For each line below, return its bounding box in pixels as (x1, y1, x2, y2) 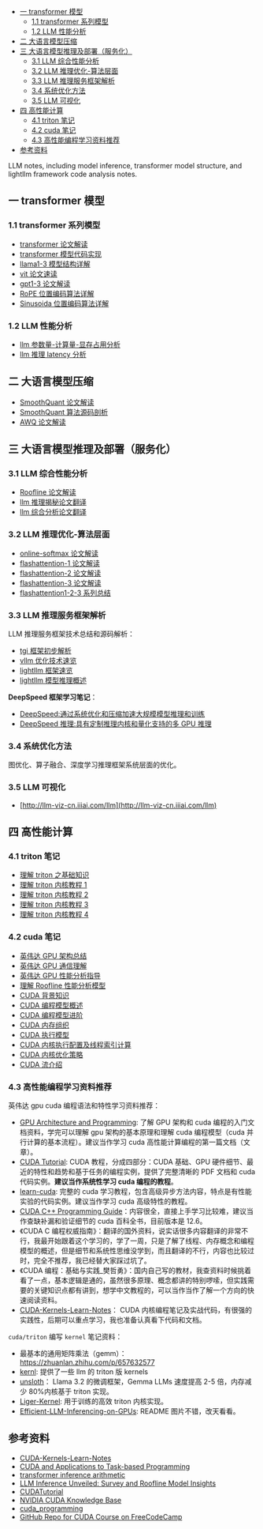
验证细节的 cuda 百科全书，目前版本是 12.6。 (61, 1216, 207, 1226)
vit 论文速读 (19, 269, 57, 278)
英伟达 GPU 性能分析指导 (19, 970, 101, 980)
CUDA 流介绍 (19, 1060, 63, 1069)
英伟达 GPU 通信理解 (19, 961, 87, 970)
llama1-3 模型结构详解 (19, 259, 91, 269)
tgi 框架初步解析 (19, 646, 72, 656)
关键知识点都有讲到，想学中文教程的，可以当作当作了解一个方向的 (33, 1285, 248, 1294)
